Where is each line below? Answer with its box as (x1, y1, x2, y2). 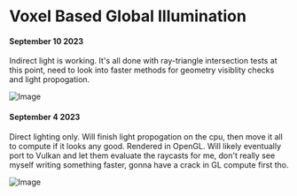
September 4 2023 (9, 111, 81, 122)
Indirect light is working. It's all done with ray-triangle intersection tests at (9, 56, 277, 66)
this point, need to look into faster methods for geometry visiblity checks (9, 64, 275, 76)
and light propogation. (9, 74, 90, 85)
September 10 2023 (9, 35, 84, 46)
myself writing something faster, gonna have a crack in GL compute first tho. (9, 159, 289, 170)
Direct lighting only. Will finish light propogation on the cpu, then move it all (9, 131, 284, 142)
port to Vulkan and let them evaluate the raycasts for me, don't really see (9, 150, 276, 161)
